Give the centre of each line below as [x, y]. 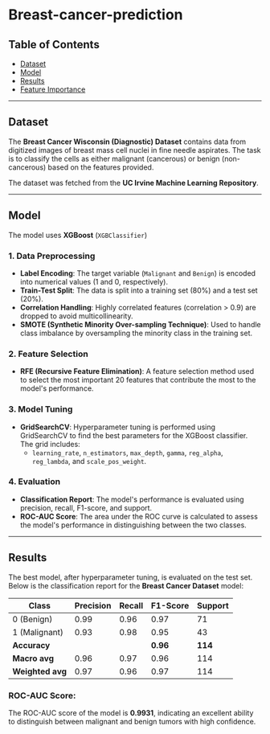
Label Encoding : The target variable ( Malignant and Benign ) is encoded [137, 273]
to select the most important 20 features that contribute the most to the [138, 380]
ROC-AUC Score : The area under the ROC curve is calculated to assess [139, 516]
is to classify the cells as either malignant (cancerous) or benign [114, 158]
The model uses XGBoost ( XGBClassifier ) [78, 235]
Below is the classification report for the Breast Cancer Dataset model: [126, 585]
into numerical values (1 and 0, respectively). [94, 281]
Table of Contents [54, 45]
